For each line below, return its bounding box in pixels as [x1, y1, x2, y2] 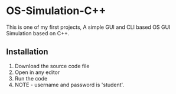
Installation [6, 47, 48, 57]
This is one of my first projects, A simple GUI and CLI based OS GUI [6, 23, 171, 31]
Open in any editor [14, 69, 60, 76]
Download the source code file [14, 62, 90, 69]
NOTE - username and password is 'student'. [14, 81, 125, 88]
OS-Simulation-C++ [6, 4, 106, 18]
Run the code [14, 75, 48, 82]
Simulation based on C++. [6, 29, 70, 36]
